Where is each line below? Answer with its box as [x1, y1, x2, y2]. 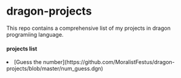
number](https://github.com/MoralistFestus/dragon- [42, 58, 175, 66]
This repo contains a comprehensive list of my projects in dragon [6, 24, 171, 32]
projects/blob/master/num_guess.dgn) [6, 65, 103, 73]
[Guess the [14, 58, 42, 66]
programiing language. [6, 30, 64, 38]
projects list [6, 44, 37, 52]
